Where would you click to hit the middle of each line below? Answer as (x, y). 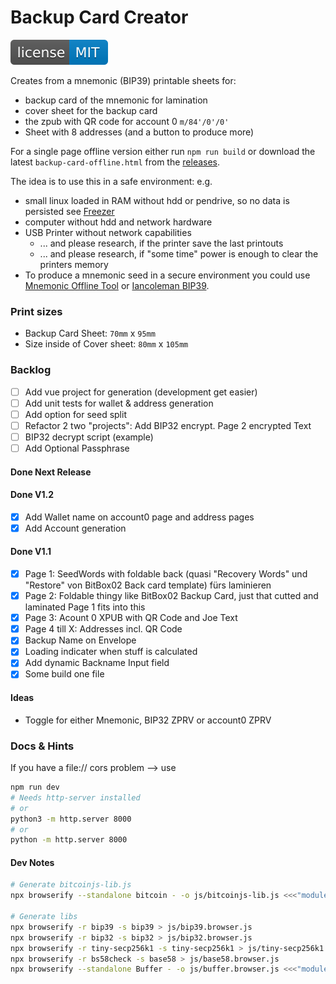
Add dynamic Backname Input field (97, 663)
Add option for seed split (75, 414)
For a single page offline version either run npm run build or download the (163, 151)
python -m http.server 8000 (69, 840)
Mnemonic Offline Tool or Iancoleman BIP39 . (117, 285)
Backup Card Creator (99, 17)
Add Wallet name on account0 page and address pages (139, 517)
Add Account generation (75, 528)
